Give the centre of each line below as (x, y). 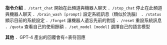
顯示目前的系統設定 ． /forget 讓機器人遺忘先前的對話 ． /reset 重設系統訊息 (83, 20)
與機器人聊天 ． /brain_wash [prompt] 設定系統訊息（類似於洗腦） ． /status (83, 14)
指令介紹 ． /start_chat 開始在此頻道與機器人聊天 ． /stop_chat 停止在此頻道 (84, 8)
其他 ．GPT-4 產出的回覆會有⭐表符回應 (45, 37)
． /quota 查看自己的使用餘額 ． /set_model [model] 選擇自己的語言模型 (78, 26)
